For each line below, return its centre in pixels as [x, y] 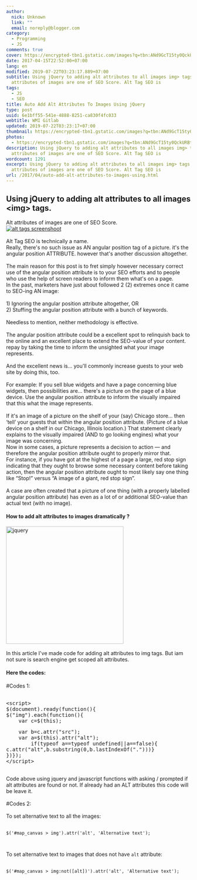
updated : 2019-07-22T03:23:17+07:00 [51, 126]
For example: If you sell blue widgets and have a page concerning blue [91, 385]
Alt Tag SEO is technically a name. [47, 241]
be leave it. [19, 791]
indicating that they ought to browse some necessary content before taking [97, 466]
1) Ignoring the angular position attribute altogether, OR [72, 304]
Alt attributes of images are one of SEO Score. [62, 222]
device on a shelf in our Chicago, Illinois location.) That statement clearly [94, 428]
